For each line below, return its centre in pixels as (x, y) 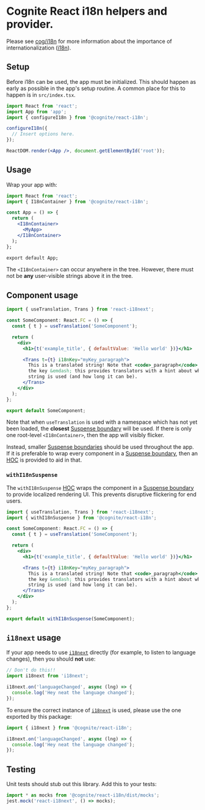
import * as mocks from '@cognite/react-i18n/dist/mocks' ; (83, 795)
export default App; (33, 258)
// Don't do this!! (31, 670)
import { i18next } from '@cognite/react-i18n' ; (69, 728)
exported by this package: (39, 716)
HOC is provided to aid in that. (44, 460)
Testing (21, 769)
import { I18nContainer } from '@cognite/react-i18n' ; (77, 201)
